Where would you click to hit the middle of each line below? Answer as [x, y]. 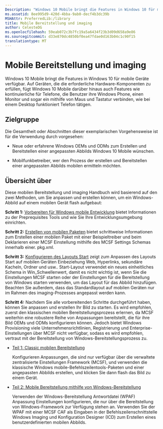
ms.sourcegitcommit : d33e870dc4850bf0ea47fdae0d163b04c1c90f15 [70, 37]
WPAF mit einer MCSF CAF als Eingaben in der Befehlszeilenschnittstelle [85, 412]
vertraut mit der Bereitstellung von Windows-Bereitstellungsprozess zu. [76, 338]
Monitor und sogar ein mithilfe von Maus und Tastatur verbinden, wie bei [78, 99]
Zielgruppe [22, 120]
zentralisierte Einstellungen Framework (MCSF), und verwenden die [80, 363]
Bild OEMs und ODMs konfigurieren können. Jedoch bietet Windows [73, 323]
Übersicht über [28, 181]
